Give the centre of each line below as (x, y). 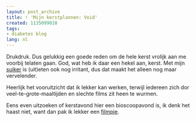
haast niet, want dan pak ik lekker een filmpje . (63, 112)
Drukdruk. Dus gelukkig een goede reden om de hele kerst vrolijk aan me (97, 57)
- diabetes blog (26, 34)
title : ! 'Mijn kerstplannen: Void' (52, 17)
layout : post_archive (33, 12)
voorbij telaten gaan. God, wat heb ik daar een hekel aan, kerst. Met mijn (96, 63)
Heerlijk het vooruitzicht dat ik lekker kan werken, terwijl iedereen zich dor (98, 87)
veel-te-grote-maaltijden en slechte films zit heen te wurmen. (82, 94)
